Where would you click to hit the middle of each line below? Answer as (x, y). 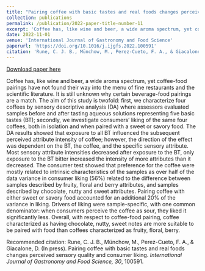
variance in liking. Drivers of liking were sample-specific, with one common (101, 204)
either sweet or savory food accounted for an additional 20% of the (91, 197)
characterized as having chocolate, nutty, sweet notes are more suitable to (100, 223)
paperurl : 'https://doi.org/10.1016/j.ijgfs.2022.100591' (81, 46)
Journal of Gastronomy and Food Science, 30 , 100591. (75, 261)
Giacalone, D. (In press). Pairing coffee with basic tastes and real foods (95, 248)
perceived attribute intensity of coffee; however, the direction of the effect (99, 139)
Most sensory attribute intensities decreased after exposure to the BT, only (100, 152)
